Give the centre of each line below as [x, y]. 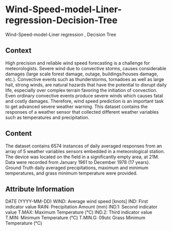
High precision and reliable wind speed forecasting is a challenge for [78, 63]
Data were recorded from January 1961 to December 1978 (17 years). [78, 162]
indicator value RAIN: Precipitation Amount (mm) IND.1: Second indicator [81, 207]
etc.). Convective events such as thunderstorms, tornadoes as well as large [85, 79]
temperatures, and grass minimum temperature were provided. [71, 173]
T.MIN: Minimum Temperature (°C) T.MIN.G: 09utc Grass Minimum [76, 218]
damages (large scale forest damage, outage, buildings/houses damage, [82, 74]
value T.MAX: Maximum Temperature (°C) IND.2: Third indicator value [79, 212]
